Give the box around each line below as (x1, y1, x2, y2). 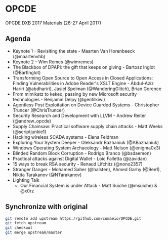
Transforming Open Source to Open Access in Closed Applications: (12, 74, 153, 81)
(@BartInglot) (12, 69, 41, 75)
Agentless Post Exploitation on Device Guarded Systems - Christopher (12, 102, 159, 108)
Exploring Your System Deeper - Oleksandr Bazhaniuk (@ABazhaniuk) (12, 139, 159, 145)
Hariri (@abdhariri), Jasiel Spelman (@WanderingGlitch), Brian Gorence (12, 86, 162, 92)
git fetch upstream (5, 221, 47, 226)
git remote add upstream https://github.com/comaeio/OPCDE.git (5, 216, 142, 221)
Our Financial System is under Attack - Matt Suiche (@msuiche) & (20, 182, 158, 188)
